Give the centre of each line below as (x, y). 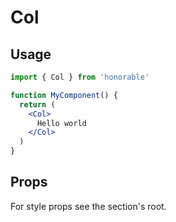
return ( (37, 104)
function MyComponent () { (64, 95)
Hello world (61, 123)
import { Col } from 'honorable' (80, 77)
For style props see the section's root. (88, 206)
